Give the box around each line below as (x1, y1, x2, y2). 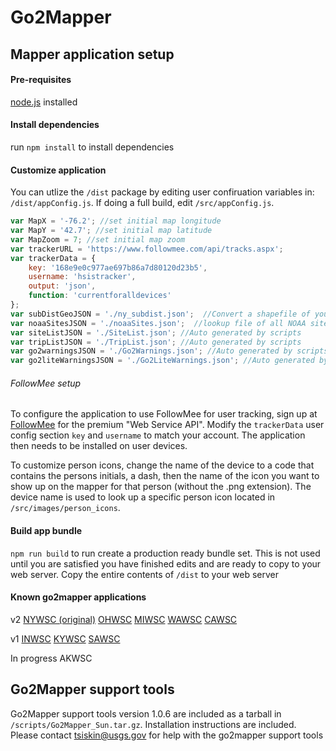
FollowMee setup (10, 377, 82, 389)
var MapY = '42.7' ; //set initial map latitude (10, 226, 213, 236)
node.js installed (10, 96, 78, 108)
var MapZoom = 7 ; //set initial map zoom (10, 234, 186, 245)
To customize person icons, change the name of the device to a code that (10, 459, 315, 471)
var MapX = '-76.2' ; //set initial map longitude (10, 216, 222, 226)
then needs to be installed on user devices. (10, 440, 188, 452)
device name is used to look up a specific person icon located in (10, 491, 276, 503)
